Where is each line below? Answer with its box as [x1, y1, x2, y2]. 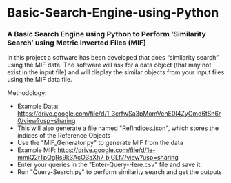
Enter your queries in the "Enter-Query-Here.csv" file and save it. [17, 160, 202, 169]
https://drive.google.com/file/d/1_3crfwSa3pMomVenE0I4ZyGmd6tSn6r [17, 109, 221, 118]
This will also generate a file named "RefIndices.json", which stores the [17, 124, 219, 132]
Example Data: [17, 102, 59, 111]
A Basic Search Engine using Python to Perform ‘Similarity [7, 30, 207, 39]
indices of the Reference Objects [17, 131, 111, 140]
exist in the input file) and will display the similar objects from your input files [7, 68, 225, 76]
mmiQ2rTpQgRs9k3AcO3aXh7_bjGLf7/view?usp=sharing [17, 153, 179, 162]
